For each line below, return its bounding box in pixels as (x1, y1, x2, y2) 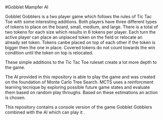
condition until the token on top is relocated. (5, 50, 93, 56)
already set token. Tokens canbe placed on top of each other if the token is (5, 40, 156, 45)
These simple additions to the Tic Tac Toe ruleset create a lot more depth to (5, 60, 157, 65)
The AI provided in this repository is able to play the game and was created (5, 74, 156, 80)
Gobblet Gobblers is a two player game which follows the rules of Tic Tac (5, 14, 152, 19)
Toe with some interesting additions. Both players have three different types (5, 19, 157, 24)
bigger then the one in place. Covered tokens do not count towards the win (5, 45, 156, 50)
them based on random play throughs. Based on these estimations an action (5, 90, 158, 95)
